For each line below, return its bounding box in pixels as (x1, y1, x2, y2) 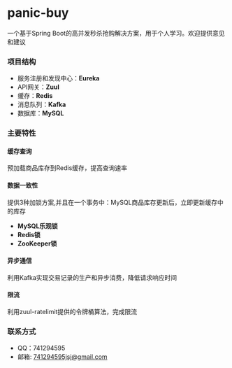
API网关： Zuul (17, 83, 59, 92)
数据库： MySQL (17, 109, 64, 118)
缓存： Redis (17, 92, 53, 100)
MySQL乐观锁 (17, 222, 58, 230)
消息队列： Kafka (17, 100, 66, 109)
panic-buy (7, 5, 69, 21)
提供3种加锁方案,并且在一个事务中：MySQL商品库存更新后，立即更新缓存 (7, 198, 218, 206)
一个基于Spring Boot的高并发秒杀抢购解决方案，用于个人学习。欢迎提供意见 (7, 29, 225, 37)
